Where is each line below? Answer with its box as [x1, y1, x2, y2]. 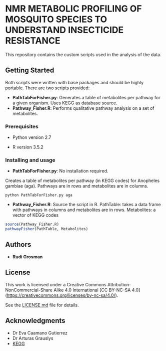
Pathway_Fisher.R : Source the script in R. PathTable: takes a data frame [12, 202, 161, 208]
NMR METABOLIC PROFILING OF [5, 3, 142, 15]
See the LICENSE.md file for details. [5, 302, 79, 308]
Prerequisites [5, 123, 38, 130]
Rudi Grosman [12, 254, 43, 260]
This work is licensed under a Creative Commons [5, 281, 106, 287]
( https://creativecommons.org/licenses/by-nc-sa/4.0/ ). [5, 292, 118, 298]
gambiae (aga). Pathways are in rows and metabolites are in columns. [5, 183, 148, 189]
